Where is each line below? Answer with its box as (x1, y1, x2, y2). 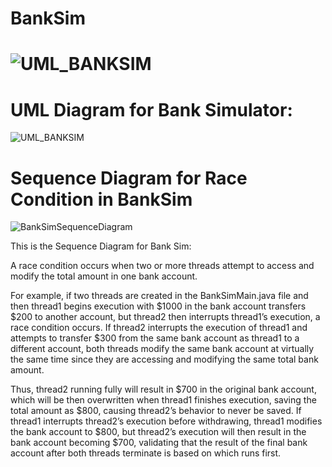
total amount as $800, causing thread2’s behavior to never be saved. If (10, 405, 302, 417)
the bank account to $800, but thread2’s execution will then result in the (10, 426, 307, 438)
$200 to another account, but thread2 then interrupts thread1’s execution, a (10, 311, 321, 323)
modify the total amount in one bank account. (10, 270, 198, 282)
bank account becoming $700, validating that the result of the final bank (10, 437, 308, 449)
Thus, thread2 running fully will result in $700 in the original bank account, (10, 383, 317, 396)
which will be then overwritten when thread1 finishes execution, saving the (10, 394, 317, 406)
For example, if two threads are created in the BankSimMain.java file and (10, 290, 309, 302)
